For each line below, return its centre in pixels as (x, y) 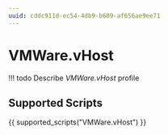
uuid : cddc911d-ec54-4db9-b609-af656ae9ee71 (84, 16)
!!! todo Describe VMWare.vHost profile (74, 78)
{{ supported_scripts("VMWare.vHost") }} (78, 122)
